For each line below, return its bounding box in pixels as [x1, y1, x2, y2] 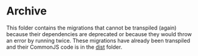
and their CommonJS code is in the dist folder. [6, 43, 123, 51]
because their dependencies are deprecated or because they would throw [6, 30, 193, 37]
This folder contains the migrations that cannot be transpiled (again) [6, 24, 177, 31]
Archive [6, 4, 47, 18]
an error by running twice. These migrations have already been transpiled [6, 37, 190, 44]
